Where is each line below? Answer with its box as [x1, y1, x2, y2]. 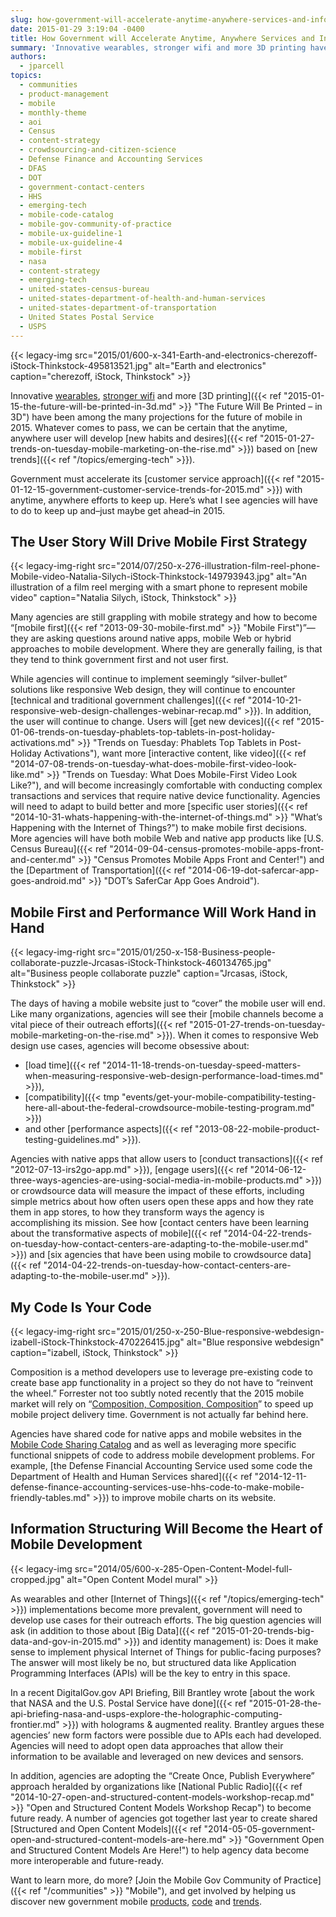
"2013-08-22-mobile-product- [194, 1123, 320, 1135]
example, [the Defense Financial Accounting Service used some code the [10, 1459, 313, 1471]
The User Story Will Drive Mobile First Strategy [10, 533, 308, 550]
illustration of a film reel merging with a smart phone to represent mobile [10, 581, 308, 593]
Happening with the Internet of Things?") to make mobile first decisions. [10, 822, 308, 834]
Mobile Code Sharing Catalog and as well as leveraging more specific [10, 1438, 297, 1450]
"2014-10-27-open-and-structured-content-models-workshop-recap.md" [10, 1791, 315, 1803]
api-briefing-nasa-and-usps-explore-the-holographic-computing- [10, 1707, 283, 1720]
